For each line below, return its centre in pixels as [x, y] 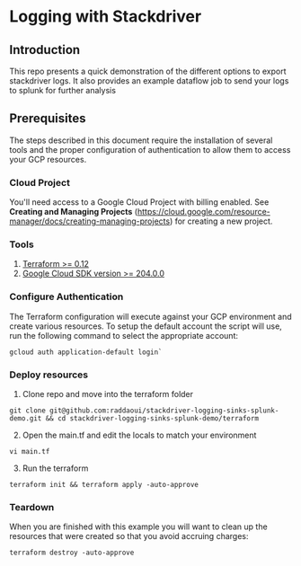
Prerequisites [48, 119]
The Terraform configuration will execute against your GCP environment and [150, 316]
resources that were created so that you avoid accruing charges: [129, 536]
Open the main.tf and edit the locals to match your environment [139, 435]
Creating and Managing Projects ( [73, 212]
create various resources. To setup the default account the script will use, [146, 326]
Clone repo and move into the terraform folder [108, 394]
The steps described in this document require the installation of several [141, 140]
